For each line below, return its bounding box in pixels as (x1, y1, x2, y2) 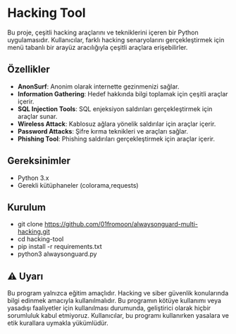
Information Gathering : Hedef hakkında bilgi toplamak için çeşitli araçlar (17, 89, 228, 98)
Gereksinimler (7, 155, 71, 167)
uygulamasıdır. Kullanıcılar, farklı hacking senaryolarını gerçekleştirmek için (7, 35, 225, 44)
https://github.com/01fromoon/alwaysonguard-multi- (44, 220, 199, 229)
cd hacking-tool (17, 235, 64, 243)
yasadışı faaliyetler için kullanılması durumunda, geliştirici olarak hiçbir (7, 304, 211, 312)
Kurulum (7, 201, 46, 213)
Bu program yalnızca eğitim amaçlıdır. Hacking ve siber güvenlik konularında (7, 289, 229, 297)
